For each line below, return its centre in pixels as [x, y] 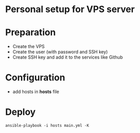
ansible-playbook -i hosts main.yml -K [47, 125]
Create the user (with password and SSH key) [60, 52]
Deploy [20, 112]
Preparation [31, 33]
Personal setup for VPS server [70, 9]
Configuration [35, 78]
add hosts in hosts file [36, 92]
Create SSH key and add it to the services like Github [67, 57]
